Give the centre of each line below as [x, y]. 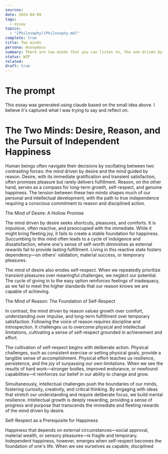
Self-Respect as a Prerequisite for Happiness [52, 420]
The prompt [30, 91]
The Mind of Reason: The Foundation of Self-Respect [60, 301]
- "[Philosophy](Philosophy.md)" [45, 33]
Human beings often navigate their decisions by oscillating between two [80, 166]
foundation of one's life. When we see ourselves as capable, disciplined [79, 446]
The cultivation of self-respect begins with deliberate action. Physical [77, 347]
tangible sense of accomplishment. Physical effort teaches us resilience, [80, 358]
